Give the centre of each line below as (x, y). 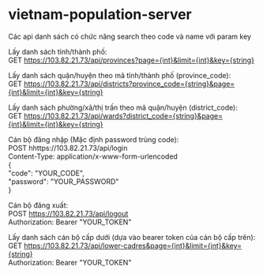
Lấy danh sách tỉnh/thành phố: (58, 51)
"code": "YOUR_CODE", (47, 173)
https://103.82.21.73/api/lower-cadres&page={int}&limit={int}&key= (133, 246)
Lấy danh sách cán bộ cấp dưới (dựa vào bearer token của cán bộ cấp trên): (132, 237)
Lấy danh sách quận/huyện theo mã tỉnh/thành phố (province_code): (120, 75)
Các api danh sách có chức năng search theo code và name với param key (130, 36)
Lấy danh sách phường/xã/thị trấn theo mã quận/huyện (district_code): (123, 107)
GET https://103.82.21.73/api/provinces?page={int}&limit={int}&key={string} (131, 60)
